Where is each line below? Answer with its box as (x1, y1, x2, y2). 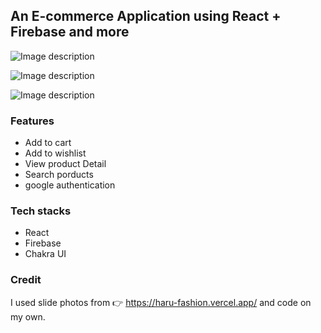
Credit (10, 273, 42, 287)
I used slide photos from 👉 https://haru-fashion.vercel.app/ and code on (10, 296, 312, 308)
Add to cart (24, 137, 72, 149)
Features (10, 114, 55, 128)
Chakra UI (24, 248, 67, 260)
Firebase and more (10, 24, 130, 41)
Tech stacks (10, 204, 72, 218)
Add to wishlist (24, 147, 87, 159)
